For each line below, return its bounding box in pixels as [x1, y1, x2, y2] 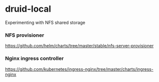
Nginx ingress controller [5, 55, 64, 62]
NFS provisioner [5, 32, 45, 39]
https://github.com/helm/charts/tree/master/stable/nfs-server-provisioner [5, 43, 154, 49]
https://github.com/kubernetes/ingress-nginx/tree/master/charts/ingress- [5, 66, 154, 72]
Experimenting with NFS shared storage [5, 20, 86, 25]
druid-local [5, 3, 51, 15]
